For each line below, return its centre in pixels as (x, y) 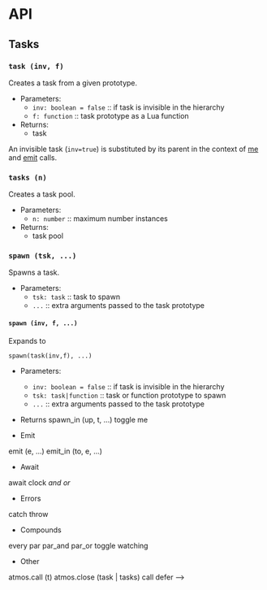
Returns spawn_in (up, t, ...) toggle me (84, 419)
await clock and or (39, 482)
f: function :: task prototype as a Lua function (110, 115)
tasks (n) (28, 177)
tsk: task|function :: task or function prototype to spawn (129, 395)
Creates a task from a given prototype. (73, 83)
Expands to (27, 341)
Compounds (41, 530)
